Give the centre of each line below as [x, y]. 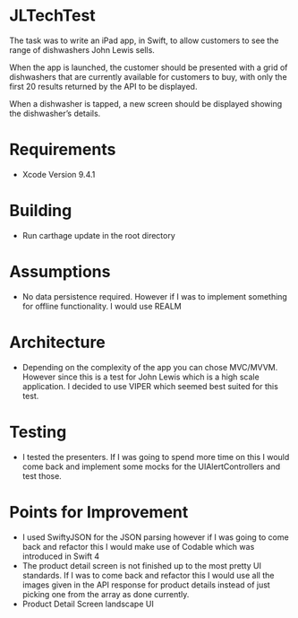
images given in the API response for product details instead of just [146, 585]
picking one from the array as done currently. [106, 594]
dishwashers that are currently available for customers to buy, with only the [149, 76]
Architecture [57, 342]
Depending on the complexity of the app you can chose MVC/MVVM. [150, 367]
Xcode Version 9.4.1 [59, 174]
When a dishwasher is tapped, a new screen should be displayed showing [146, 103]
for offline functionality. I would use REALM [102, 306]
